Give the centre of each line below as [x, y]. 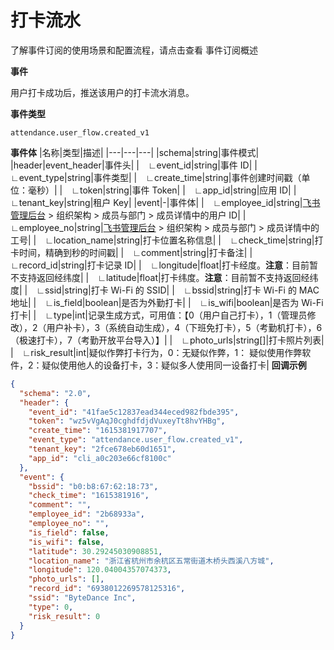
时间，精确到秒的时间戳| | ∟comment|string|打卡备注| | [135, 252]
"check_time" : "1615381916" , [89, 496]
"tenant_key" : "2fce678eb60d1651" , [102, 449]
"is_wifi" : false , [66, 542]
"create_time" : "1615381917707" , [98, 431]
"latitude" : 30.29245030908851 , [95, 551]
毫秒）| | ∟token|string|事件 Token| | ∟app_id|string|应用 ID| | [162, 190]
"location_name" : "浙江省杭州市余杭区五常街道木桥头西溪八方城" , [151, 561]
